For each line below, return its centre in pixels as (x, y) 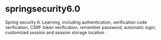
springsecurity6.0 (43, 9)
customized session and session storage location (55, 32)
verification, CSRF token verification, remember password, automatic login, (81, 27)
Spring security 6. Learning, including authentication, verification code (76, 22)
